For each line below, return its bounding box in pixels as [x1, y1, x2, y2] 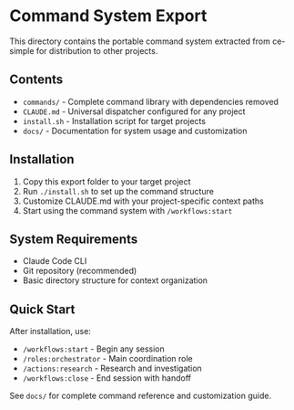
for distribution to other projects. [35, 45, 158, 56]
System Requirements [9, 231, 138, 247]
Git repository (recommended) [22, 266, 137, 277]
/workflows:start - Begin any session [22, 343, 166, 354]
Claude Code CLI [22, 256, 87, 267]
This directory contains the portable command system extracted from [9, 36, 270, 47]
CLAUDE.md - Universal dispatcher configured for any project [22, 106, 246, 117]
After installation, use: [9, 326, 91, 337]
